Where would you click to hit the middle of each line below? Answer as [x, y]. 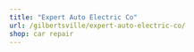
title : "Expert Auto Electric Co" [74, 17]
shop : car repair [42, 33]
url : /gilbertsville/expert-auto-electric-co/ [97, 26]
